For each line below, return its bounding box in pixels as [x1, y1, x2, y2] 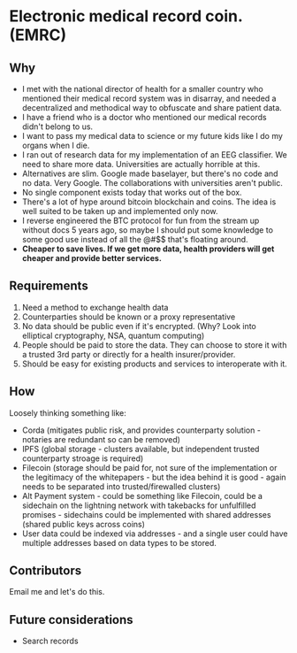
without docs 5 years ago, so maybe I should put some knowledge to [21, 225, 274, 235]
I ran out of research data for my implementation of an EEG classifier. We [21, 150, 287, 160]
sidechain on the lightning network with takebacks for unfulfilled [21, 500, 256, 511]
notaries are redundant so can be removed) [21, 434, 181, 444]
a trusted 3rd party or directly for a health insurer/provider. [21, 349, 236, 359]
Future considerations [9, 612, 134, 627]
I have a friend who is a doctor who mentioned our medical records [21, 112, 267, 122]
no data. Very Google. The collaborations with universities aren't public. [21, 178, 283, 188]
